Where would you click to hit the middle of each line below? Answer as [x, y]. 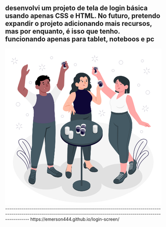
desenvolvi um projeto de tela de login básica [76, 8]
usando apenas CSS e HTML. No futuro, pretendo [83, 16]
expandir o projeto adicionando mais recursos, [79, 24]
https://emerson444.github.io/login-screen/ [75, 219]
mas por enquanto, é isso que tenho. [63, 32]
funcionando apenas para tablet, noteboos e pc [80, 39]
